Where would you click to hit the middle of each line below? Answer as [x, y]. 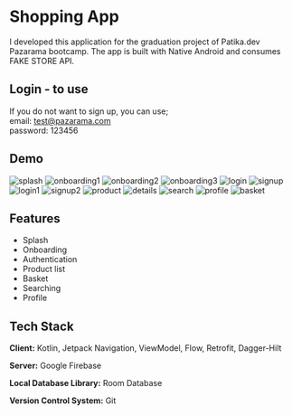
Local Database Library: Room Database [86, 383]
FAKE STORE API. [42, 61]
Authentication [50, 259]
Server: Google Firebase [56, 366]
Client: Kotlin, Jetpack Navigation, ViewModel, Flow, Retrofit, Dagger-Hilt [146, 348]
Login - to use [49, 89]
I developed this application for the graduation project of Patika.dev [135, 42]
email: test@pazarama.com [60, 120]
